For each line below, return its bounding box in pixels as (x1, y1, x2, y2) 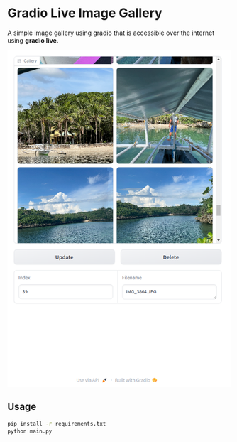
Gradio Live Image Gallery (7, 5, 162, 21)
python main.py (7, 428, 53, 435)
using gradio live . (7, 36, 59, 44)
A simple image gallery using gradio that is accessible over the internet (7, 28, 215, 37)
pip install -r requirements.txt (7, 421, 106, 428)
